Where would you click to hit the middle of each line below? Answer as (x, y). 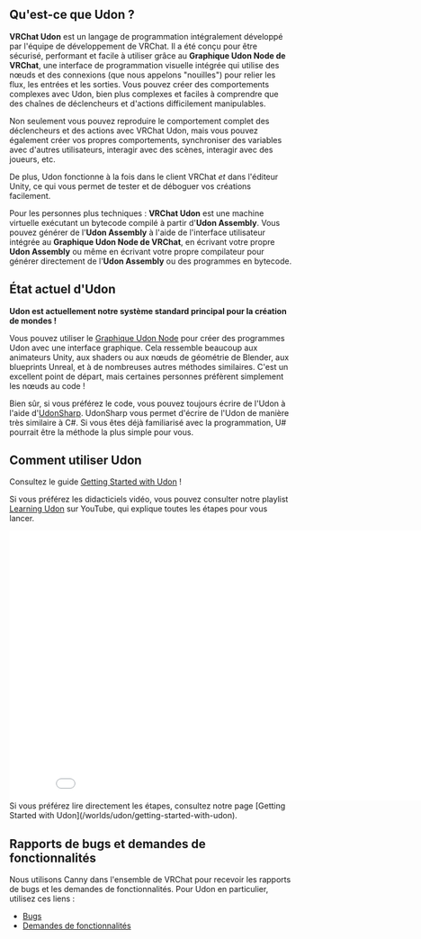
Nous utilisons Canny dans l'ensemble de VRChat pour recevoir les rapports (150, 880)
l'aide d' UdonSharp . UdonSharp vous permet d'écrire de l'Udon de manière (149, 412)
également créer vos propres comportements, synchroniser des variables (146, 140)
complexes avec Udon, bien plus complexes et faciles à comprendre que (144, 94)
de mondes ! (33, 321)
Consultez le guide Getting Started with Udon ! (95, 482)
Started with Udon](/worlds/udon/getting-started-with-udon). (124, 816)
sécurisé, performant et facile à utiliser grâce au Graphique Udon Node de (148, 55)
